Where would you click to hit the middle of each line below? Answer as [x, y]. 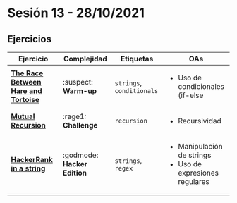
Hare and [26, 91]
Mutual [23, 116]
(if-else [191, 95]
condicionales [201, 86]
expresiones [198, 173]
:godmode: [80, 155]
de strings [195, 155]
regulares [194, 182]
